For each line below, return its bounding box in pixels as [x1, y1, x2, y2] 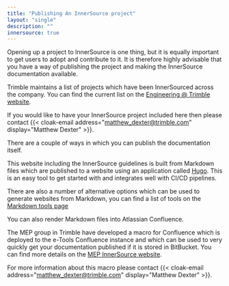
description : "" [7, 23, 53, 29]
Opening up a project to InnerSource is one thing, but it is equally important [7, 48, 219, 56]
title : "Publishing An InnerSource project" [7, 10, 136, 17]
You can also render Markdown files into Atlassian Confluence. [7, 215, 185, 224]
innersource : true [7, 29, 59, 36]
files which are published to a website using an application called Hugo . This [7, 167, 223, 175]
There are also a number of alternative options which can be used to [7, 187, 200, 195]
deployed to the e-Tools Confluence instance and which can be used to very [7, 236, 223, 244]
